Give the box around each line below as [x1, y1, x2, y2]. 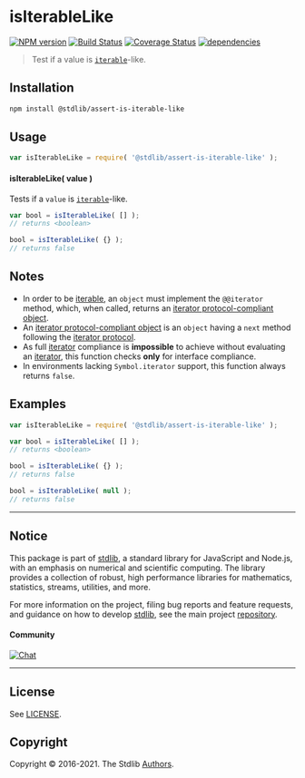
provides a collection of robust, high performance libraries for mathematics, [9, 571, 293, 582]
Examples [9, 396, 66, 412]
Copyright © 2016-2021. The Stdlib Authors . [9, 759, 174, 770]
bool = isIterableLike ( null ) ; [9, 487, 132, 496]
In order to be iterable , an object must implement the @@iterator [22, 293, 263, 304]
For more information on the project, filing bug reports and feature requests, [9, 598, 293, 609]
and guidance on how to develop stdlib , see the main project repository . [9, 608, 279, 619]
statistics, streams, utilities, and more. [9, 581, 152, 592]
